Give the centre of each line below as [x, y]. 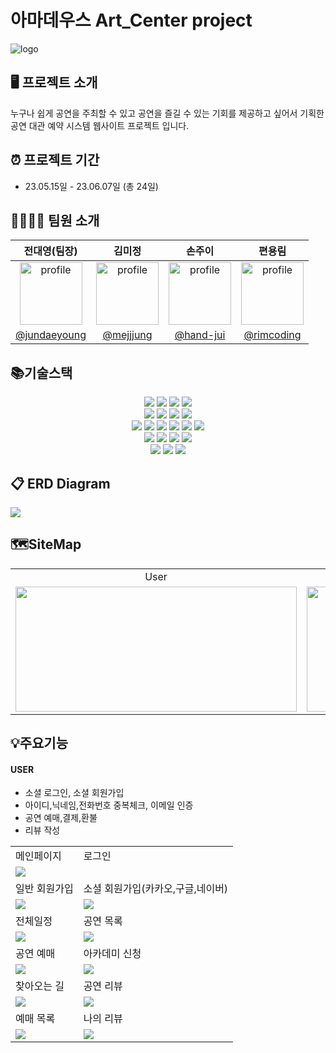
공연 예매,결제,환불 [61, 818]
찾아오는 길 [40, 986]
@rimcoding [272, 335]
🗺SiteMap [46, 544]
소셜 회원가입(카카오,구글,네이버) [156, 889]
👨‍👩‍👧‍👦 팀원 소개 [55, 220]
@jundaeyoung [51, 335]
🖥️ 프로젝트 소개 [54, 82]
